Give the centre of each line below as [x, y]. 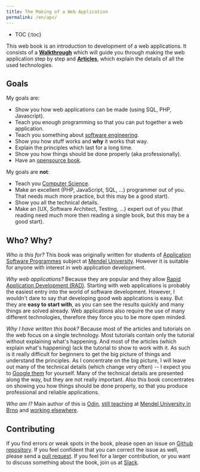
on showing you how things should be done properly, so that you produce [97, 386]
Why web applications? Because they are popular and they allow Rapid [93, 279]
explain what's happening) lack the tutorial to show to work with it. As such [99, 348]
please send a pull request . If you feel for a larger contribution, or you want [98, 456]
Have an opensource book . [48, 160]
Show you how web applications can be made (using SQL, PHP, [93, 110]
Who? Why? [29, 240]
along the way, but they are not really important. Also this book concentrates [100, 379]
